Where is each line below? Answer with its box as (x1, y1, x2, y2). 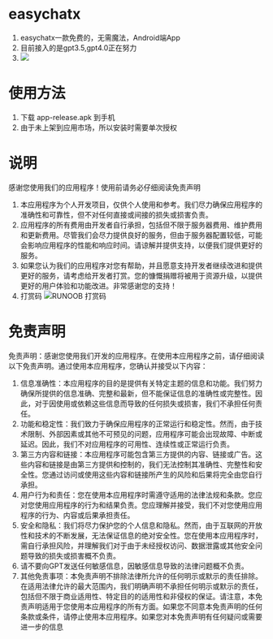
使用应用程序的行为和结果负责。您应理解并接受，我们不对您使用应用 (34, 500, 262, 510)
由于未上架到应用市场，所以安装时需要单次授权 (19, 123, 177, 132)
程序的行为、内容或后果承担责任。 (19, 510, 135, 520)
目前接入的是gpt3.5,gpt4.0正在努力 (19, 42, 137, 53)
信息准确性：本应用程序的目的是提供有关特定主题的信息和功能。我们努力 (19, 378, 262, 388)
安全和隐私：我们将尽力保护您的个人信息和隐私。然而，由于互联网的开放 (19, 520, 262, 530)
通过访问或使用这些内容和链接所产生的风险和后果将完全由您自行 (48, 469, 262, 479)
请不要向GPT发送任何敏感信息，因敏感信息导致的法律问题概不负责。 (19, 561, 249, 571)
